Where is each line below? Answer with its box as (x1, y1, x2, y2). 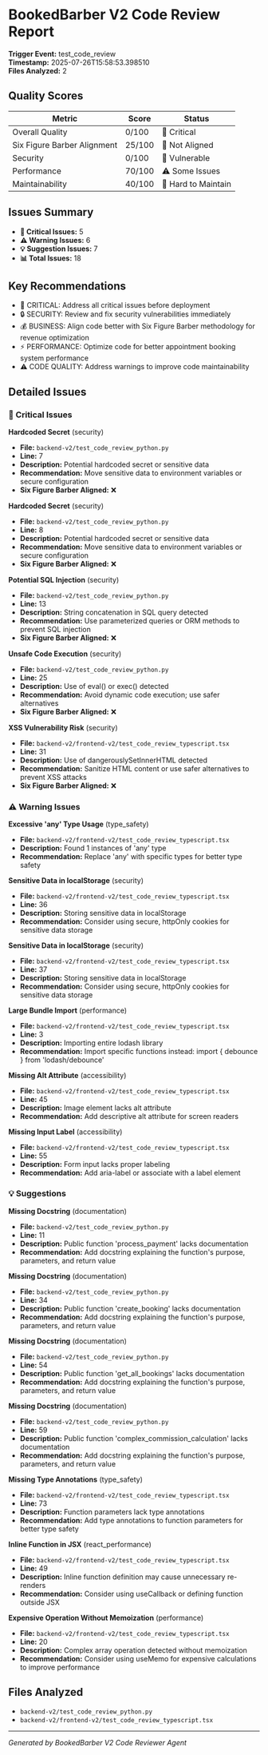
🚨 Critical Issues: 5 (19, 226, 84, 237)
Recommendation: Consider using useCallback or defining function (19, 1589, 243, 1598)
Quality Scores (8, 90, 84, 103)
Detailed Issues (8, 385, 87, 399)
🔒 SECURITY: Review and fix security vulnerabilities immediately (19, 309, 231, 319)
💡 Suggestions (8, 1188, 66, 1200)
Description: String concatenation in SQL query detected (19, 607, 209, 617)
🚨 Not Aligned (162, 139, 214, 150)
